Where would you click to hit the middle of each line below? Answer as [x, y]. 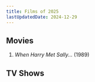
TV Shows [25, 73]
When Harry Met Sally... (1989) [52, 55]
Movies [20, 41]
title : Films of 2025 [33, 11]
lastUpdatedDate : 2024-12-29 [42, 17]
